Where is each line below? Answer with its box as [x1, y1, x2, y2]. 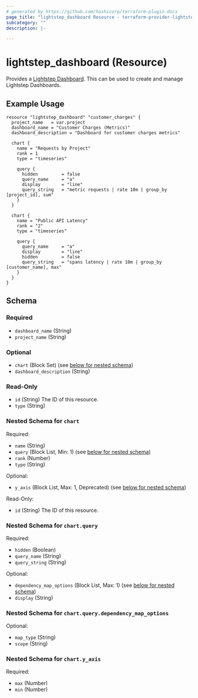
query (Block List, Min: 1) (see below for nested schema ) [14, 448, 151, 455]
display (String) [14, 594, 54, 601]
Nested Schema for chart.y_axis [6, 655, 101, 663]
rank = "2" [16, 223, 44, 229]
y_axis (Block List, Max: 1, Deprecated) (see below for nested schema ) [14, 483, 187, 491]
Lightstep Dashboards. [6, 82, 61, 89]
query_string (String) [14, 559, 67, 566]
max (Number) [14, 680, 48, 687]
